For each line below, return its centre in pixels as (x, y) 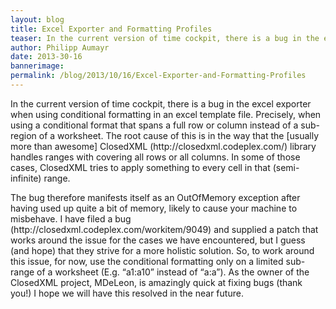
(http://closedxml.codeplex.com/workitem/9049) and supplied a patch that (164, 229)
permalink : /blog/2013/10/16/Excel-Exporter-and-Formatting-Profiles (158, 76)
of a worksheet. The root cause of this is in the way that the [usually (179, 135)
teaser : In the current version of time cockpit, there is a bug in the (165, 38)
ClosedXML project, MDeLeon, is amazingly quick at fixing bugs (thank (156, 282)
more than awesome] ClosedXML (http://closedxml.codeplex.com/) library (163, 146)
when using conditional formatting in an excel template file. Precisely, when (166, 114)
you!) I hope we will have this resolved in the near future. (127, 293)
